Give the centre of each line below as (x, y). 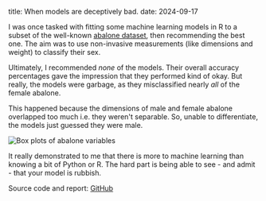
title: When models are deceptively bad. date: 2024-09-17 (103, 12)
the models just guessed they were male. (76, 125)
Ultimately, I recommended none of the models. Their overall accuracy (124, 68)
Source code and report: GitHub (61, 188)
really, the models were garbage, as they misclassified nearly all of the (124, 84)
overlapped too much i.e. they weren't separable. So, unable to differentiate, (133, 117)
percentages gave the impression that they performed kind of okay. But (125, 76)
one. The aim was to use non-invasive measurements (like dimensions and (131, 44)
